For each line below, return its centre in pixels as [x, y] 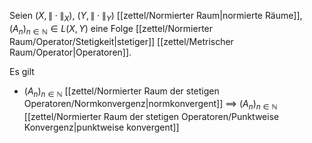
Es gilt [22, 71]
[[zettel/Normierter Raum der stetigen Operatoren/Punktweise [151, 117]
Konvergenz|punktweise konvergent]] [101, 127]
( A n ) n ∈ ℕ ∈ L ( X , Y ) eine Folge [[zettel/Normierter [111, 29]
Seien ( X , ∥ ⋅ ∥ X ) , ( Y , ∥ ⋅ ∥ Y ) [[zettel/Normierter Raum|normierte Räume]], [156, 17]
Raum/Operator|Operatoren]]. [70, 52]
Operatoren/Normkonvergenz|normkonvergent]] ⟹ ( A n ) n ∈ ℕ [150, 105]
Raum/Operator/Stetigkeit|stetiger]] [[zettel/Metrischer [121, 41]
